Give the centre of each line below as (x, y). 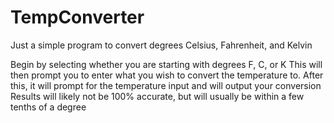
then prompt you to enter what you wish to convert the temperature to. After (167, 75)
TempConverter (77, 17)
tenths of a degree (48, 107)
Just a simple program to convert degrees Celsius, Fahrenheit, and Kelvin (161, 45)
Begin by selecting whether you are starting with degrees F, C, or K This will (166, 64)
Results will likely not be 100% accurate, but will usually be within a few (157, 96)
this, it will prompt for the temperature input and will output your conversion (166, 85)
